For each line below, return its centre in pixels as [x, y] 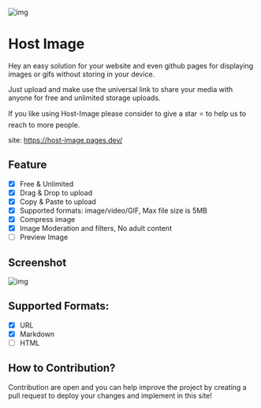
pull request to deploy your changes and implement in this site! [110, 395]
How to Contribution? [62, 368]
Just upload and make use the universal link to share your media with [121, 89]
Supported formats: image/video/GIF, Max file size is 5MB [113, 210]
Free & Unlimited [47, 184]
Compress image [47, 219]
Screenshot [37, 263]
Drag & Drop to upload [56, 192]
